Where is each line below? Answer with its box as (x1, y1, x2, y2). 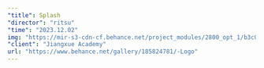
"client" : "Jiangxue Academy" (7, 41, 107, 48)
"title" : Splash (7, 11, 61, 20)
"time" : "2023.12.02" (7, 26, 79, 34)
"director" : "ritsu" (7, 19, 76, 27)
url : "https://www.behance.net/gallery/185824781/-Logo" (7, 48, 199, 55)
